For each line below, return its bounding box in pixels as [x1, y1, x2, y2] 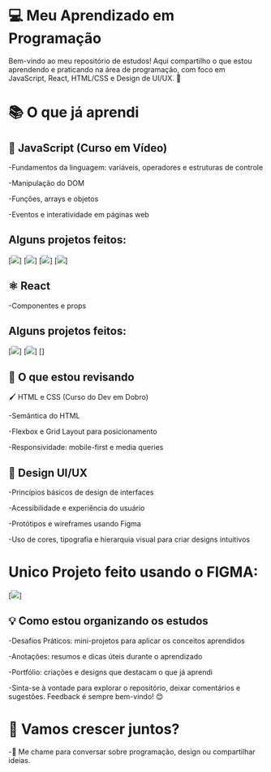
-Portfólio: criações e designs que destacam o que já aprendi [8, 667, 213, 677]
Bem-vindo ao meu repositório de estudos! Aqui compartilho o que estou [8, 56, 253, 66]
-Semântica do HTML [8, 411, 80, 421]
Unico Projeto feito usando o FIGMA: [8, 563, 259, 581]
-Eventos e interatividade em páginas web [8, 209, 150, 219]
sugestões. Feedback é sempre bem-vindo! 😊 [8, 691, 164, 701]
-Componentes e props [8, 301, 87, 311]
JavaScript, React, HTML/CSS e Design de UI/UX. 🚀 [8, 73, 181, 83]
